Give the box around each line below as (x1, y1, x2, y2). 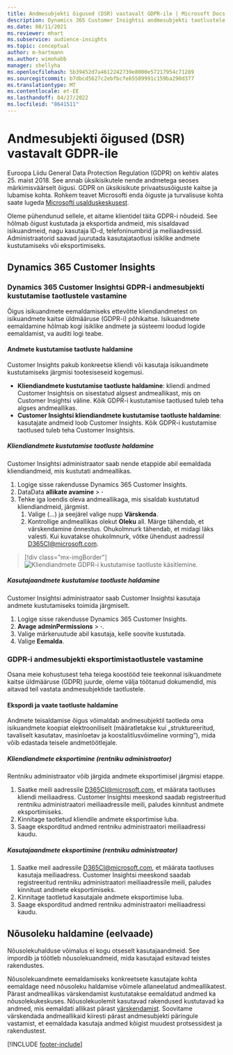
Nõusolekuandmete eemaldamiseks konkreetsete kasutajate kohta (7, 974, 198, 983)
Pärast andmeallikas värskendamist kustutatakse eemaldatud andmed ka (7, 990, 216, 998)
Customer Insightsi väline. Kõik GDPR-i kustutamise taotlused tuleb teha (17, 396, 224, 405)
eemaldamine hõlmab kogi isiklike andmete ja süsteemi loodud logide (7, 322, 206, 330)
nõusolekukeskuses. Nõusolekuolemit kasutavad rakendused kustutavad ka (7, 997, 225, 1005)
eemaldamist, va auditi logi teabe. (7, 329, 104, 338)
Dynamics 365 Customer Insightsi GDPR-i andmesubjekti (7, 283, 205, 292)
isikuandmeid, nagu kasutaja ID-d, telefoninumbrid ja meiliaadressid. (7, 226, 203, 235)
